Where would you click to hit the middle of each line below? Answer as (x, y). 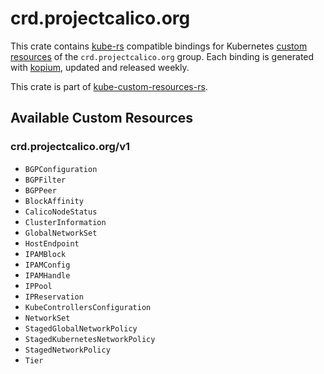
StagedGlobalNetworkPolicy (81, 328)
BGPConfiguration (61, 169)
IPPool (38, 286)
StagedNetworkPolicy (67, 350)
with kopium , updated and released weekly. (100, 67)
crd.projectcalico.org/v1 (70, 147)
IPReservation (54, 297)
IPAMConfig (47, 265)
